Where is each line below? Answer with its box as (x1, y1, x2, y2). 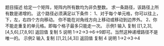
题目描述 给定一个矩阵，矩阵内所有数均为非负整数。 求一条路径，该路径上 (5, 4, 155, 10)
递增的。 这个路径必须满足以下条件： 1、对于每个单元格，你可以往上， (18, 10, 161, 16)
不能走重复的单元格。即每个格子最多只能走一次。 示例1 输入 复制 (5, 23, 136, 29)
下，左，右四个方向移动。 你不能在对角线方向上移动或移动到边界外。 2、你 (5, 17, 158, 22)
